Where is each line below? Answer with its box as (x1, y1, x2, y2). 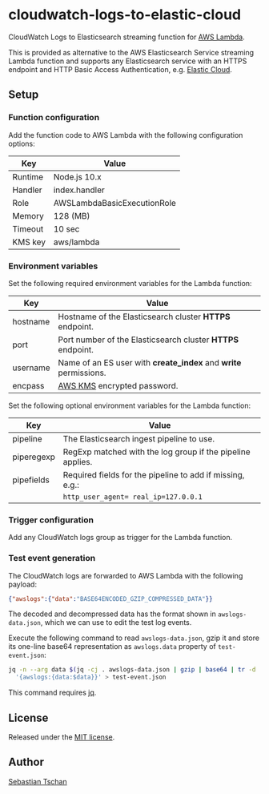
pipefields (12, 474, 50, 486)
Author (8, 756, 44, 769)
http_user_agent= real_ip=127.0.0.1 (62, 492, 203, 502)
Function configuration (8, 112, 100, 123)
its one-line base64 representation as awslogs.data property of (8, 642, 216, 651)
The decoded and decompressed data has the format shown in (8, 609, 216, 619)
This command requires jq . (8, 687, 97, 698)
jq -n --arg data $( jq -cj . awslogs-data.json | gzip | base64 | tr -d (8, 666, 256, 674)
